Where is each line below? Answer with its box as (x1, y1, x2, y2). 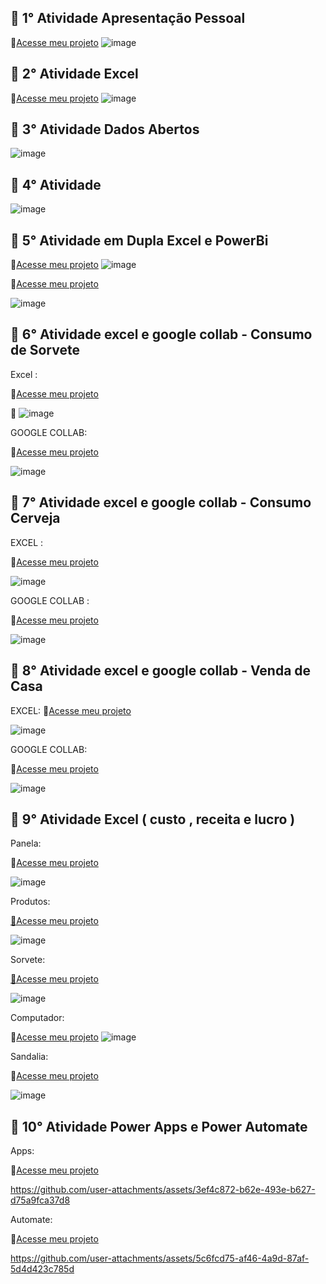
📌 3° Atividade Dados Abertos (10, 121, 200, 138)
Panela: (10, 837, 42, 850)
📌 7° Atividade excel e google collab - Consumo (10, 494, 312, 511)
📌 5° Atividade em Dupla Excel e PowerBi (10, 232, 269, 249)
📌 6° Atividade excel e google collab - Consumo (10, 326, 313, 343)
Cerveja (10, 510, 61, 527)
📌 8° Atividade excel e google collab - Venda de (10, 662, 312, 680)
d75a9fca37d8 (10, 1194, 71, 1206)
